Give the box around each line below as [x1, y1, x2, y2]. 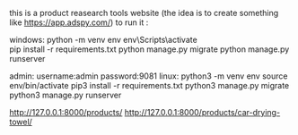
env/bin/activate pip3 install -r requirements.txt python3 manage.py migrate [9, 80, 290, 90]
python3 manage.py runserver [9, 89, 122, 100]
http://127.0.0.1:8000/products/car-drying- [124, 107, 281, 117]
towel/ [9, 116, 33, 127]
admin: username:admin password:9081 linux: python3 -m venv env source [9, 71, 288, 81]
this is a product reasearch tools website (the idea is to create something [9, 8, 279, 18]
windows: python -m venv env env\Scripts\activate [9, 35, 197, 45]
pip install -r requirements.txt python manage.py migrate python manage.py [9, 44, 290, 55]
